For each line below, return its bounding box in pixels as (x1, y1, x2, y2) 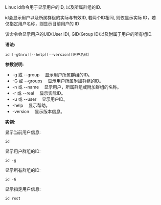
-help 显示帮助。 (12, 102, 50, 108)
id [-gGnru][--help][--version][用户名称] (5, 52, 90, 57)
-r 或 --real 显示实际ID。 (12, 90, 66, 96)
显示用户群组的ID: (5, 148, 41, 154)
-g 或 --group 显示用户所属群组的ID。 (12, 72, 92, 77)
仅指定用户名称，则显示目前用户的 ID (5, 21, 79, 26)
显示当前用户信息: (5, 129, 41, 135)
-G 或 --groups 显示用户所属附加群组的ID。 (12, 78, 104, 84)
